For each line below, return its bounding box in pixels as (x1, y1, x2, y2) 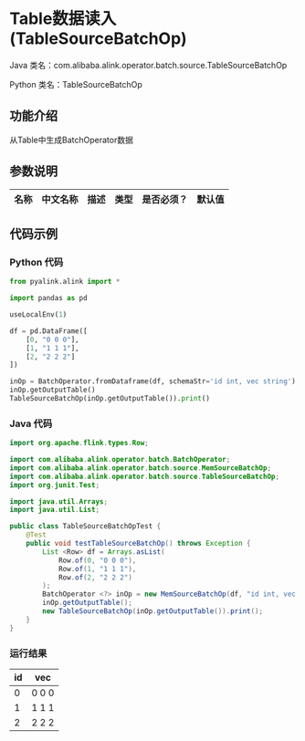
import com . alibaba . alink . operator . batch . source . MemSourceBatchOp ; (9, 463, 272, 473)
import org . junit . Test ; (9, 480, 100, 489)
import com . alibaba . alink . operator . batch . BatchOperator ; (9, 455, 231, 464)
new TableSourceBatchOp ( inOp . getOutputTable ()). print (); (42, 607, 263, 616)
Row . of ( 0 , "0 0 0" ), (58, 556, 137, 565)
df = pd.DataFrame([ (9, 326, 89, 336)
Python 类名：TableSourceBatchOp (9, 78, 143, 89)
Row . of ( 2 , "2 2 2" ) (58, 572, 132, 582)
